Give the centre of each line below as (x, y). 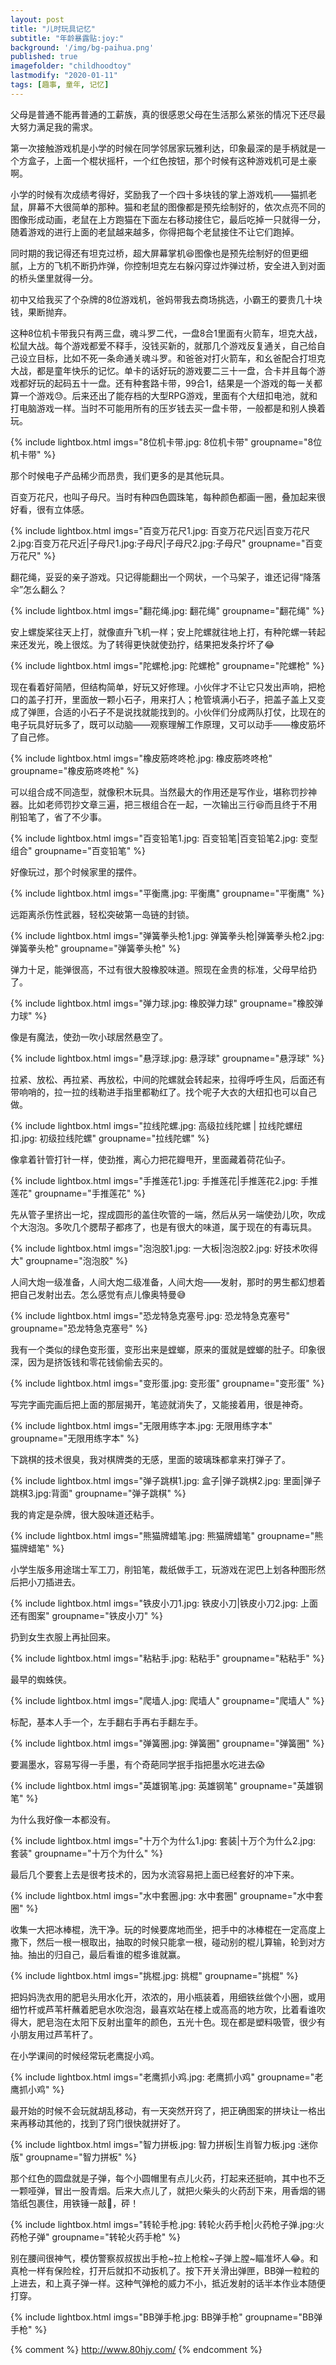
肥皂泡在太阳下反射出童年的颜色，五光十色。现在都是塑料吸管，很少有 (181, 2022)
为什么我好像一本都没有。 (63, 1819)
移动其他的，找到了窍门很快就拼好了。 (106, 2123)
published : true (44, 57)
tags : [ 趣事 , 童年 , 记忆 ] (60, 85)
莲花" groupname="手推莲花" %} (78, 1193)
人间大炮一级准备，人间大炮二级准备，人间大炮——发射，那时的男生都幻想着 (168, 1282)
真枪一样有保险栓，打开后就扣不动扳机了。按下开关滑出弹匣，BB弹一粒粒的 (165, 2270)
